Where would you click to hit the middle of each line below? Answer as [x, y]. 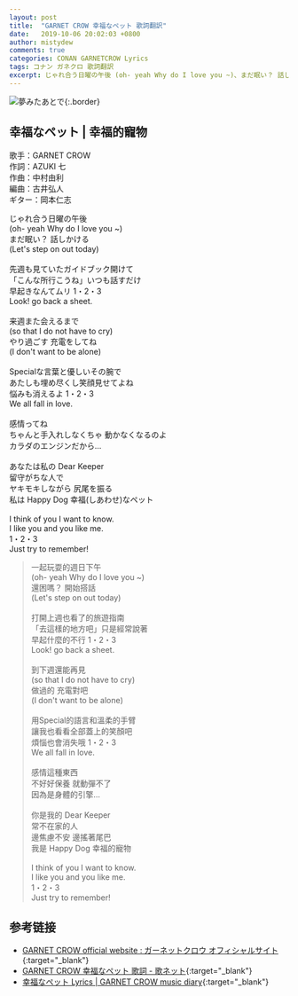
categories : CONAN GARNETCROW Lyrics [79, 59]
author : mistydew [41, 42]
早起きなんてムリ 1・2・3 [55, 291]
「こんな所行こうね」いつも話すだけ [75, 279]
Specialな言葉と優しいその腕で [66, 371]
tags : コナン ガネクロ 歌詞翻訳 [62, 67]
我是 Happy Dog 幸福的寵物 [81, 848]
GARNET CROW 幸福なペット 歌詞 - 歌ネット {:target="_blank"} [137, 971]
